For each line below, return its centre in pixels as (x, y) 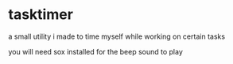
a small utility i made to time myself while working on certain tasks (116, 36)
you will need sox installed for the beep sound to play (95, 51)
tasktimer (41, 15)
